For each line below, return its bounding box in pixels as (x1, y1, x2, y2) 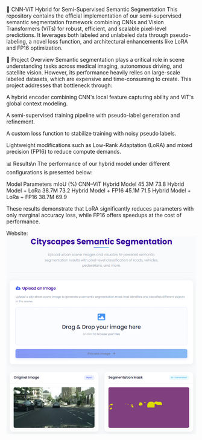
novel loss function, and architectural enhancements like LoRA (33, 38, 188, 45)
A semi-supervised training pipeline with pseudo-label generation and (6, 112, 180, 119)
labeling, (6, 38, 28, 45)
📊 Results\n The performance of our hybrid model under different (6, 160, 170, 167)
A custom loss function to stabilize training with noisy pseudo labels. (6, 130, 177, 137)
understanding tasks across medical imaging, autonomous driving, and (6, 62, 183, 70)
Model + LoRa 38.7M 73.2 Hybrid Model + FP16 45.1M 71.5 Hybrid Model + (6, 187, 191, 194)
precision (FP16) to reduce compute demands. (6, 148, 122, 155)
